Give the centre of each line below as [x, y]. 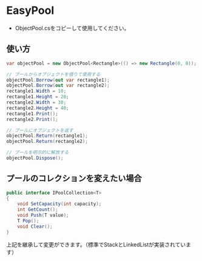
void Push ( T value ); [43, 216]
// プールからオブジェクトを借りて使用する [53, 74]
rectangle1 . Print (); [32, 114]
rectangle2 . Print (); [32, 119]
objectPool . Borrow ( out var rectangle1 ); [58, 80]
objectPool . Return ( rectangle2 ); [47, 142]
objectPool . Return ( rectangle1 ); [47, 136]
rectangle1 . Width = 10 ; [36, 91]
